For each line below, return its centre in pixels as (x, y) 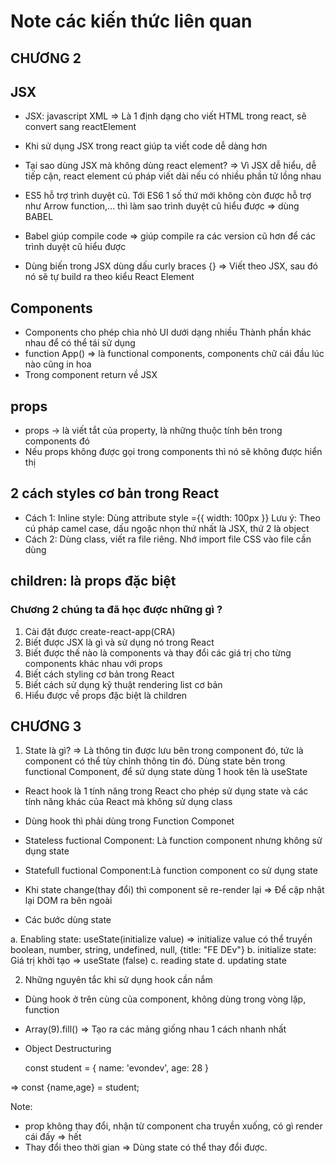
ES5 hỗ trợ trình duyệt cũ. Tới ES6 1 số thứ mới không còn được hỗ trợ (168, 196)
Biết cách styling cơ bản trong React (99, 674)
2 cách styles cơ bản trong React (115, 493)
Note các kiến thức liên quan (131, 21)
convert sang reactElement (80, 127)
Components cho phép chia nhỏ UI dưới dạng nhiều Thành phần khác (168, 332)
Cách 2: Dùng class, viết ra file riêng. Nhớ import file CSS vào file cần (168, 539)
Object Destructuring (68, 1049)
